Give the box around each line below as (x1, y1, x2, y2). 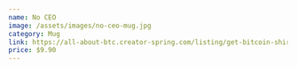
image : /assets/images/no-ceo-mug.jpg (8, 21, 152, 30)
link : (8, 37, 28, 47)
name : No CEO (8, 12, 57, 22)
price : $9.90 (8, 46, 57, 55)
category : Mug (8, 29, 61, 38)
